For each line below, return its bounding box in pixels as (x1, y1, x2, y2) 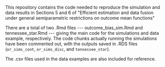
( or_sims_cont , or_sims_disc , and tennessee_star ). (5, 46, 110, 52)
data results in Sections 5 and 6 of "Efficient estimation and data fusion (5, 10, 153, 16)
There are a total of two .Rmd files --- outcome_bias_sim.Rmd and (5, 25, 143, 31)
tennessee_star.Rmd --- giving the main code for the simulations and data (5, 30, 159, 36)
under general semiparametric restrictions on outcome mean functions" (5, 15, 155, 21)
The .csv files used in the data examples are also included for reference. (5, 56, 156, 62)
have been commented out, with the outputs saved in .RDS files (5, 41, 138, 47)
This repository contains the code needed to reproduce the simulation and (5, 5, 160, 10)
